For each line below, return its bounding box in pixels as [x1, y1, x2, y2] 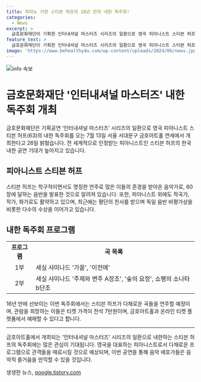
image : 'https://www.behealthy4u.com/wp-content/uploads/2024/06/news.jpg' [6, 48, 199, 54]
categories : [6, 14, 36, 20]
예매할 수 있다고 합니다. [26, 315, 82, 323]
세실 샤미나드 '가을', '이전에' [35, 263, 111, 272]
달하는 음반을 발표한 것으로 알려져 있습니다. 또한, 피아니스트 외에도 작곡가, [17, 190, 190, 198]
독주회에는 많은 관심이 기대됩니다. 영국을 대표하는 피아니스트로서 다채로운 [17, 341, 188, 348]
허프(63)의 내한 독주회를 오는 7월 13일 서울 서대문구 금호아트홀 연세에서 [17, 131, 184, 139]
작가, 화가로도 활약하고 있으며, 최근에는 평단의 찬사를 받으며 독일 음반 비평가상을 [6, 198, 193, 205]
